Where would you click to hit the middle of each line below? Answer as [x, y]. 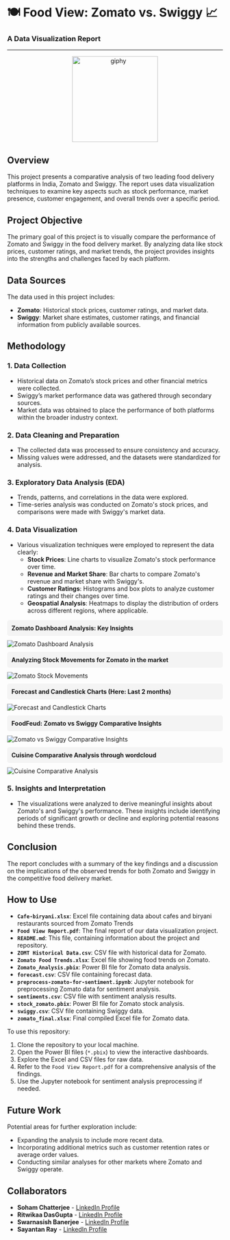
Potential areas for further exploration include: [72, 1127]
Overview [28, 160]
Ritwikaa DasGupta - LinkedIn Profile [70, 1215]
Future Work [34, 1110]
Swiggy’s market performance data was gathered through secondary [114, 395]
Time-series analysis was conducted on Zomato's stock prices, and [113, 505]
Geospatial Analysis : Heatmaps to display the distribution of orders [123, 603]
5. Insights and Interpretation [56, 788]
